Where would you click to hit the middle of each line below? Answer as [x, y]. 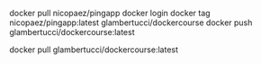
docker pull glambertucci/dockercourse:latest [94, 50]
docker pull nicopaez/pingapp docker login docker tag [110, 13]
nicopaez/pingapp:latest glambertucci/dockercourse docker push [131, 23]
